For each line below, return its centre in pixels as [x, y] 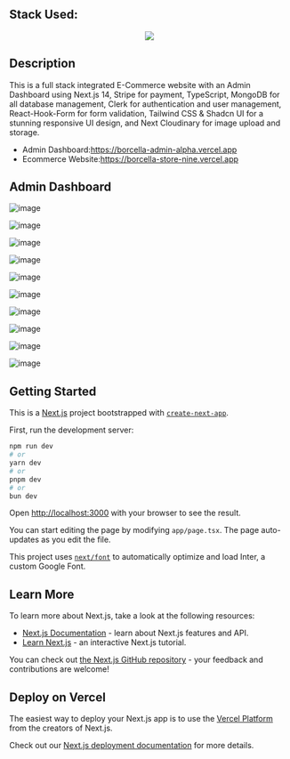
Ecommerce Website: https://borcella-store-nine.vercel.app [130, 158]
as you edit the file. [76, 540]
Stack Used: [44, 15]
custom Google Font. [48, 566]
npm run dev [31, 447]
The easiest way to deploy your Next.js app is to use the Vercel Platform [141, 719]
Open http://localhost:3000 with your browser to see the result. [125, 513]
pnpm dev [25, 480]
